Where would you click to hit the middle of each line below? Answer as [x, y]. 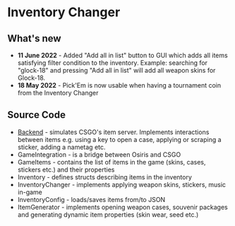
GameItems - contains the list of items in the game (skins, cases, [112, 162]
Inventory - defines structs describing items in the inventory [105, 177]
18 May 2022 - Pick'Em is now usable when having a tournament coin [119, 85]
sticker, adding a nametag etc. [61, 147]
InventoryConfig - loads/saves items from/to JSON [91, 199]
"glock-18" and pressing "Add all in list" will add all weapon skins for [116, 70]
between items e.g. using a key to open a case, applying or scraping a [119, 139]
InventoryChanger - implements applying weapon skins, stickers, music [122, 184]
